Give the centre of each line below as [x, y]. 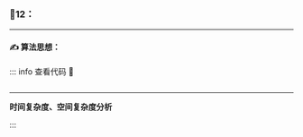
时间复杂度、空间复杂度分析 [61, 107]
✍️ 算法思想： [35, 47]
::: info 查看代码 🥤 [41, 71]
